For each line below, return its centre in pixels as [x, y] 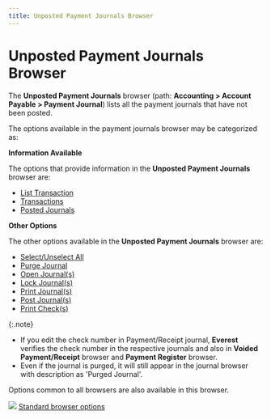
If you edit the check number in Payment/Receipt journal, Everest [129, 340]
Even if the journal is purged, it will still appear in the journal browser [134, 366]
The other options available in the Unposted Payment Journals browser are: [136, 241]
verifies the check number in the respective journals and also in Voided [139, 348]
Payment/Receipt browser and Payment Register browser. [119, 357]
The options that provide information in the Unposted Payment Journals [129, 168]
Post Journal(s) [46, 299]
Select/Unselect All [52, 256]
